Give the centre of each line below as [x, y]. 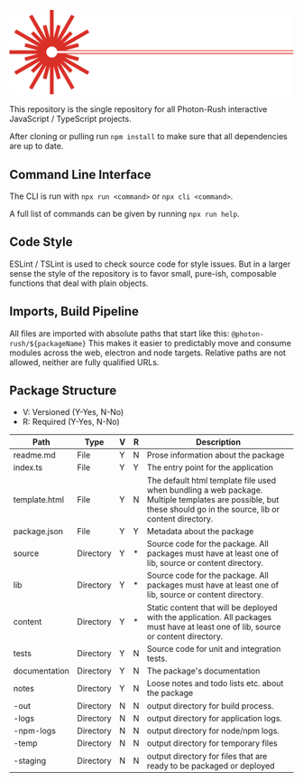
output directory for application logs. [215, 718]
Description [218, 442]
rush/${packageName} [48, 344]
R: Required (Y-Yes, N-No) [71, 422]
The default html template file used [212, 480]
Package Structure [63, 390]
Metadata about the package [201, 531]
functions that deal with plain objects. [79, 283]
